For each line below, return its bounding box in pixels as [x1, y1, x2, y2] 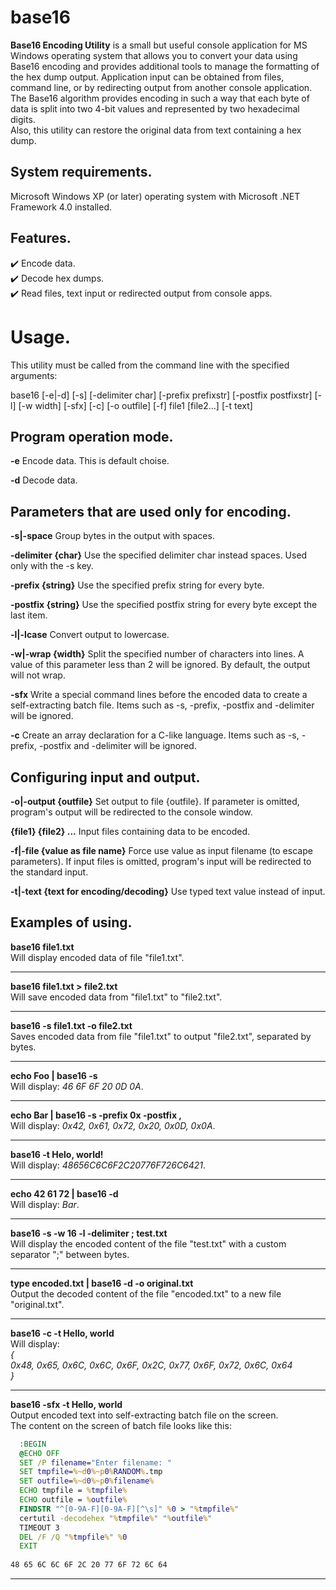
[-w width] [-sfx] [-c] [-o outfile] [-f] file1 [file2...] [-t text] [18, 399, 253, 411]
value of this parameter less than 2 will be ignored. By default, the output [10, 659, 311, 671]
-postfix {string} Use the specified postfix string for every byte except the [10, 599, 318, 611]
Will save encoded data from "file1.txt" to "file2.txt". [10, 991, 223, 1003]
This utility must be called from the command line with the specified [10, 359, 290, 371]
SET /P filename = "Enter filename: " [19, 1457, 172, 1468]
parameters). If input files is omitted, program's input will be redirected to [10, 855, 312, 867]
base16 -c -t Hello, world [10, 1327, 115, 1339]
